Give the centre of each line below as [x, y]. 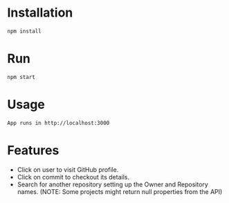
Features [33, 150]
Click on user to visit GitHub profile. [68, 169]
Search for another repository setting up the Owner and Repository [113, 184]
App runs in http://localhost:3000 [58, 123]
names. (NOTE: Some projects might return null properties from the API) [120, 191]
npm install [24, 31]
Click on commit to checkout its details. [73, 177]
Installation [40, 13]
